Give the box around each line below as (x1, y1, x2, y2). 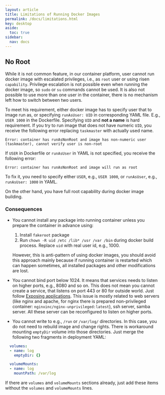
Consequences (5, 206, 43, 213)
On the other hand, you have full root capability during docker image (5, 188, 144, 194)
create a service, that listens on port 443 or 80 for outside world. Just (12, 287, 154, 294)
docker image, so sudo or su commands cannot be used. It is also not (5, 86, 145, 92)
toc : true (9, 30, 30, 35)
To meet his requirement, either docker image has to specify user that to (5, 107, 152, 113)
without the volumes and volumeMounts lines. (5, 385, 94, 391)
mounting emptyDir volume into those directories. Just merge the (12, 329, 144, 335)
